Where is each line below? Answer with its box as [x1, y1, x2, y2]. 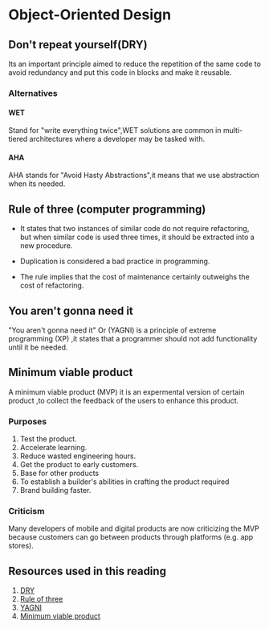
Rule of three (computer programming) [8, 202, 206, 216]
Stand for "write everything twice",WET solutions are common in [8, 126, 222, 135]
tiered [8, 134, 28, 144]
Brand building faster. [19, 486, 92, 495]
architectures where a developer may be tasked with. [29, 134, 206, 144]
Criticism [8, 505, 45, 516]
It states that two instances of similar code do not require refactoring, [19, 224, 250, 234]
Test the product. [19, 434, 78, 444]
